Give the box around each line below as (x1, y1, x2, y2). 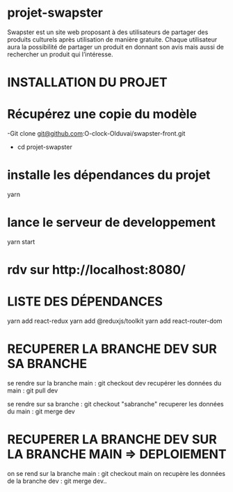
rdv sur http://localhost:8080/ (7, 262, 186, 278)
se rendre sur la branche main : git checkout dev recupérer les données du (7, 379, 222, 387)
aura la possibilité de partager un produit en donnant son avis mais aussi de (7, 42, 224, 51)
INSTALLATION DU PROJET (7, 74, 168, 90)
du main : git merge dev (7, 407, 75, 415)
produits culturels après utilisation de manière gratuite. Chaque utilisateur (7, 35, 218, 43)
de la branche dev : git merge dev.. (7, 477, 107, 485)
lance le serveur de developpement (7, 214, 216, 230)
